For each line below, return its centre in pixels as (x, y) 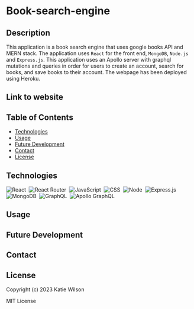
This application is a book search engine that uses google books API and (95, 47)
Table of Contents (40, 117)
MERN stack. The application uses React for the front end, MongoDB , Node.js (97, 53)
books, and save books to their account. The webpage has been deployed (97, 72)
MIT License (21, 301)
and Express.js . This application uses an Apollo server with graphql (89, 60)
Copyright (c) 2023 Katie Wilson (45, 289)
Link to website (35, 97)
